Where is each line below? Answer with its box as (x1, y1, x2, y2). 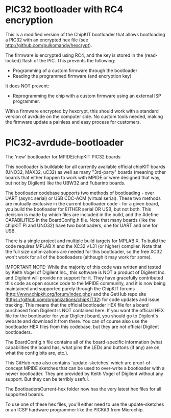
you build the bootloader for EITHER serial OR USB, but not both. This (5, 206, 152, 212)
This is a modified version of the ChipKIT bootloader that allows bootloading (5, 31, 165, 37)
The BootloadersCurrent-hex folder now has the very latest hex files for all (5, 386, 162, 392)
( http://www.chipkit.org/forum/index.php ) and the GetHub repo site (5, 291, 146, 297)
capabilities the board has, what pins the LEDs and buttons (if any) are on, (5, 344, 161, 351)
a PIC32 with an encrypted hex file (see (5, 37, 88, 43)
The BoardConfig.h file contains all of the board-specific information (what (5, 339, 162, 345)
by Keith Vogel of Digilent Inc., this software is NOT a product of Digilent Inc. (5, 269, 166, 275)
